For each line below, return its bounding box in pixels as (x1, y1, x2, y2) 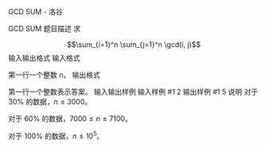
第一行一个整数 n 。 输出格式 (8, 70, 101, 80)
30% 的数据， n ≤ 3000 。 (8, 97, 92, 106)
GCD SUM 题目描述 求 (8, 24, 81, 33)
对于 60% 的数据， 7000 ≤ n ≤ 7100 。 (8, 114, 133, 123)
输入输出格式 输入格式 (8, 53, 80, 62)
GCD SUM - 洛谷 (8, 7, 64, 16)
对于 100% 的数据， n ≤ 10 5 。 (8, 130, 104, 141)
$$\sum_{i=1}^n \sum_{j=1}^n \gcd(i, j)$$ (66, 40, 201, 49)
